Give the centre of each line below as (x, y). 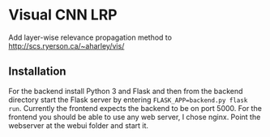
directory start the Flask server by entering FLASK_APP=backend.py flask (128, 100)
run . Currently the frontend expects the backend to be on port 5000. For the (135, 108)
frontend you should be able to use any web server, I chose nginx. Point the (135, 117)
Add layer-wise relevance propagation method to (90, 37)
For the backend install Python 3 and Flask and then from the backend (126, 91)
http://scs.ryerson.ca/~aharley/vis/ (66, 45)
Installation (37, 72)
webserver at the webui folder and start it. (78, 125)
